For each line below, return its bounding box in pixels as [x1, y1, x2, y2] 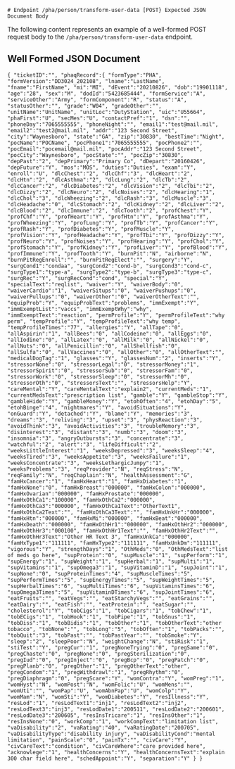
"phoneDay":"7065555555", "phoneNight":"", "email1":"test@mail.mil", [7, 120, 219, 128]
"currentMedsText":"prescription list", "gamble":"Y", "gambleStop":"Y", [7, 391, 229, 399]
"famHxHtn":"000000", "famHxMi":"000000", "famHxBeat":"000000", [7, 514, 203, 522]
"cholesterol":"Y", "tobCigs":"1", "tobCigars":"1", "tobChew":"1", [7, 607, 212, 614]
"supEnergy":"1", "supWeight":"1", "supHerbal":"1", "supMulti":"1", [7, 558, 216, 565]
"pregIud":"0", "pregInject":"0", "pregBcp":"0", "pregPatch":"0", [7, 656, 210, 663]
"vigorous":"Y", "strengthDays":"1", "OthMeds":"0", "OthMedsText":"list [7, 545, 229, 552]
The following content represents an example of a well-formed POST [7, 25, 207, 33]
